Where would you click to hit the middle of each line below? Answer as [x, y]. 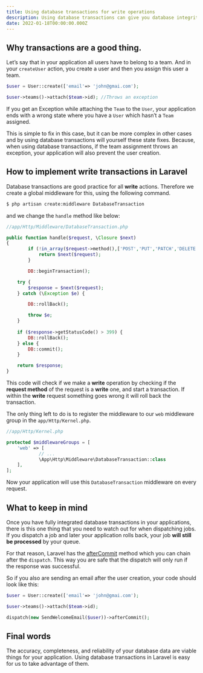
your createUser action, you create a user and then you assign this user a [97, 69]
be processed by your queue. [43, 541]
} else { [28, 343]
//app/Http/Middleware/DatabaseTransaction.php [67, 227]
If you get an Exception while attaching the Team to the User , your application [101, 109]
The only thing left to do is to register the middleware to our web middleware [100, 414]
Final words [29, 636]
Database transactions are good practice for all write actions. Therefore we [100, 186]
